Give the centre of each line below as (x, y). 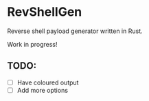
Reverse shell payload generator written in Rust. (75, 31)
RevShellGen (45, 12)
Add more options (43, 90)
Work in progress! (32, 44)
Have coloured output (48, 82)
